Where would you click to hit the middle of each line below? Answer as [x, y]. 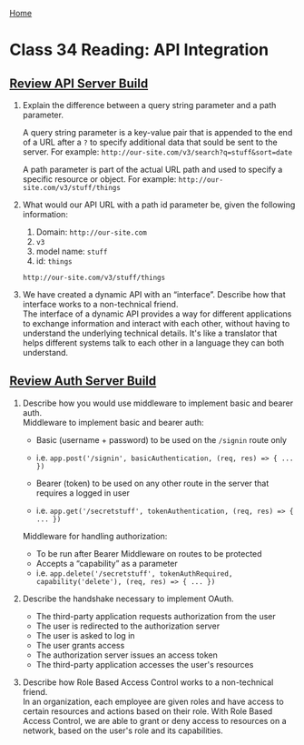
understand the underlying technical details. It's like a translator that [150, 333]
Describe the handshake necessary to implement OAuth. [128, 599]
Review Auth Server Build [83, 381]
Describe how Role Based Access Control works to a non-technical [148, 682]
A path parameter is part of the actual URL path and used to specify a [152, 169]
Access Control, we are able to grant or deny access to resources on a [155, 720]
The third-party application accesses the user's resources [145, 664]
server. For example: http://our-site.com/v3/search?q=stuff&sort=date [157, 152]
